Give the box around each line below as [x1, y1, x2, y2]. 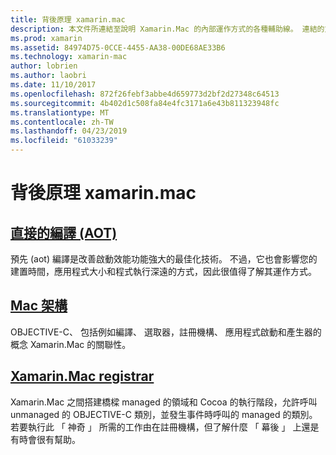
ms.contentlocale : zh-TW [10, 117, 114, 127]
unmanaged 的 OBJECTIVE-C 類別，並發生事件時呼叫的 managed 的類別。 [10, 408, 318, 420]
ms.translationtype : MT [10, 107, 110, 118]
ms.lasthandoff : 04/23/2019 [10, 126, 128, 136]
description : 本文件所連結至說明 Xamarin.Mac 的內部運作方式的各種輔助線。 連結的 [10, 24, 325, 34]
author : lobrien [10, 61, 78, 71]
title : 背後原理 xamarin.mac [10, 14, 126, 25]
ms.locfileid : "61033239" [10, 136, 118, 146]
